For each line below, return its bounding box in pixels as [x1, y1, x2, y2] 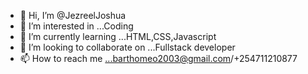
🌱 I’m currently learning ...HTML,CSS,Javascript [19, 31, 217, 42]
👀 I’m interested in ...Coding [19, 20, 134, 32]
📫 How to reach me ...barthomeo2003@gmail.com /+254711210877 [19, 53, 298, 64]
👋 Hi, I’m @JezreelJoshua [19, 10, 127, 21]
